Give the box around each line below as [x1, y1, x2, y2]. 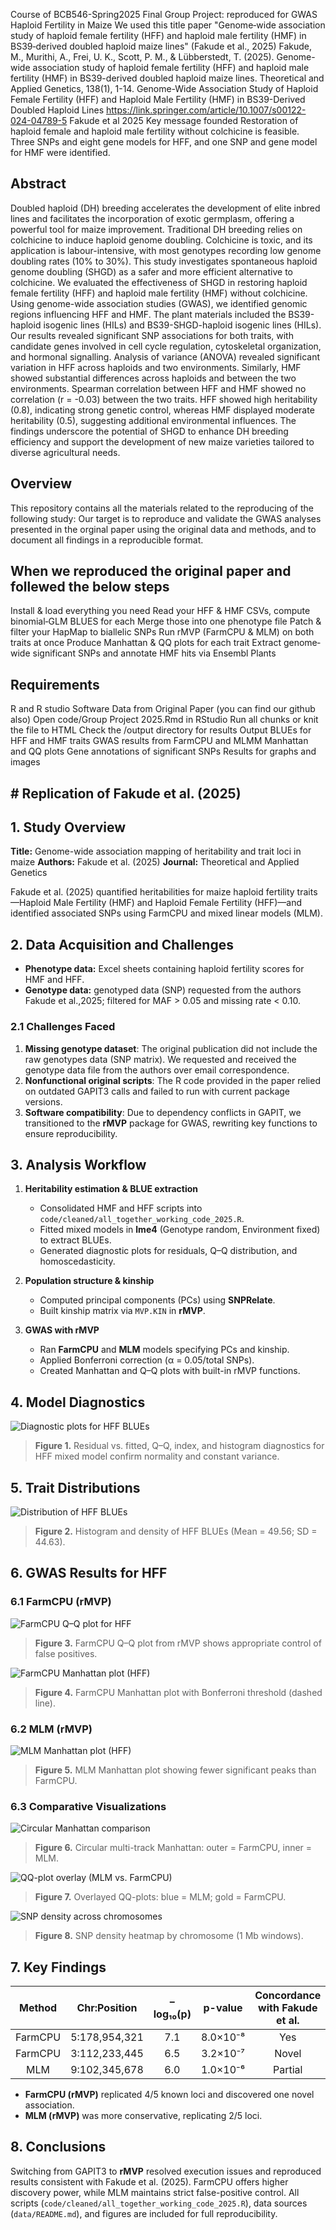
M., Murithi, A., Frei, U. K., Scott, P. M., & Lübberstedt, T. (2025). [10, 51, 275, 63]
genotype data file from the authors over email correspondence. [24, 1064, 290, 1076]
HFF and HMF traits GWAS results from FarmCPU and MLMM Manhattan [10, 735, 309, 747]
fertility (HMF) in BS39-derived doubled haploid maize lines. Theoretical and [10, 72, 325, 84]
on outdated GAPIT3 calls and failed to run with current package [24, 1085, 290, 1097]
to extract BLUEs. [39, 1234, 112, 1246]
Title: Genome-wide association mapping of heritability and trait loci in [10, 845, 302, 858]
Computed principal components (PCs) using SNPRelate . [39, 1294, 276, 1306]
